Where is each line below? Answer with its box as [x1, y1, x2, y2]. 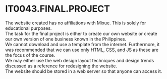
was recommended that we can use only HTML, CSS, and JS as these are [5, 47, 159, 53]
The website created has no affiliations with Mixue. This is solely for [5, 20, 146, 26]
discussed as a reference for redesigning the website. [5, 63, 118, 69]
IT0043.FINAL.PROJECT [5, 3, 110, 15]
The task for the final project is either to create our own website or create [5, 30, 157, 36]
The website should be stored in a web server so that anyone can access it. [5, 68, 162, 74]
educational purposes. [5, 25, 52, 31]
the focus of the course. [5, 52, 55, 58]
